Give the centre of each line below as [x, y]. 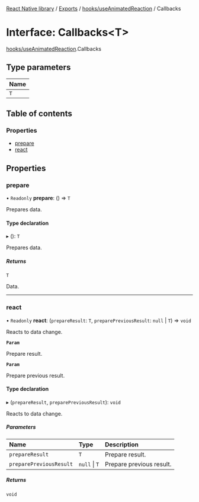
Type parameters [38, 67]
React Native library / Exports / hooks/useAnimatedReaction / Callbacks [94, 9]
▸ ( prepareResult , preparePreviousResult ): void [64, 402]
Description [122, 445]
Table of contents [39, 114]
